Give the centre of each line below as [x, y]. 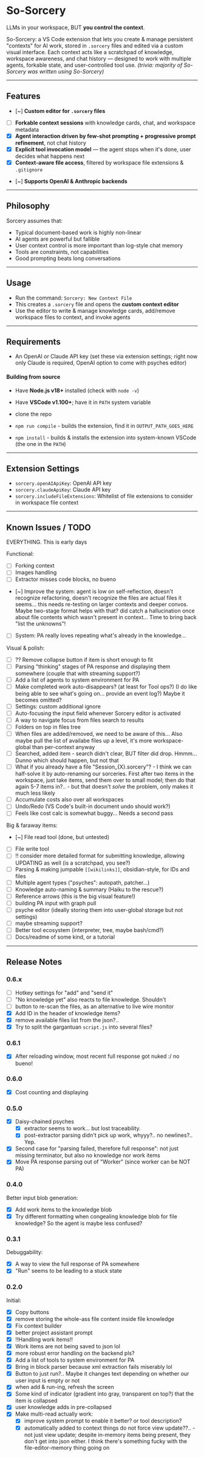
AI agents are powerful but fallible [57, 239]
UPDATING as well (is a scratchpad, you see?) [73, 863]
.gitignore [29, 170]
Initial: [14, 1300]
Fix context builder [39, 1326]
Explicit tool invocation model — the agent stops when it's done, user [103, 149]
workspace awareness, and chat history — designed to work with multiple [99, 58]
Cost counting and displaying [52, 1092]
